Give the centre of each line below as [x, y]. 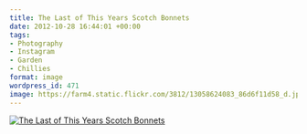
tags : [20, 35]
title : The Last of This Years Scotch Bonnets [100, 18]
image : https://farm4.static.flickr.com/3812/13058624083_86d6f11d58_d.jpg [157, 94]
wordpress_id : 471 [44, 86]
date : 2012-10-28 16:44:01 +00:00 [75, 26]
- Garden [26, 60]
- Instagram [32, 52]
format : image [37, 77]
